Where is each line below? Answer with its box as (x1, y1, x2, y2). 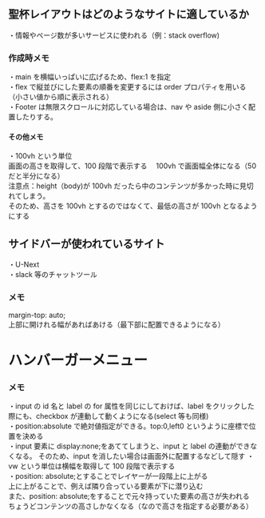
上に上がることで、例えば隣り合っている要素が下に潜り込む (8, 481, 204, 491)
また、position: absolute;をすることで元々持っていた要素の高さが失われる (8, 491, 250, 500)
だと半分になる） (8, 171, 65, 181)
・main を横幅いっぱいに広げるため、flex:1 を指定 (8, 72, 172, 82)
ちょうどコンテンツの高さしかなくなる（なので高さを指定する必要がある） (8, 501, 253, 511)
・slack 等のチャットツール (8, 270, 98, 279)
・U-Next (8, 259, 40, 270)
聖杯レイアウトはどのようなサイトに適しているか (8, 7, 250, 22)
